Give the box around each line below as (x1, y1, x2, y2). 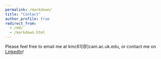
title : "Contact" (5, 12, 41, 17)
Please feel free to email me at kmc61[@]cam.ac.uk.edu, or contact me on (5, 44, 156, 49)
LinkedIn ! (5, 49, 24, 55)
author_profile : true (5, 16, 50, 21)
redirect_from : (5, 21, 37, 26)
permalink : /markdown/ (5, 7, 52, 12)
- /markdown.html (9, 30, 46, 35)
